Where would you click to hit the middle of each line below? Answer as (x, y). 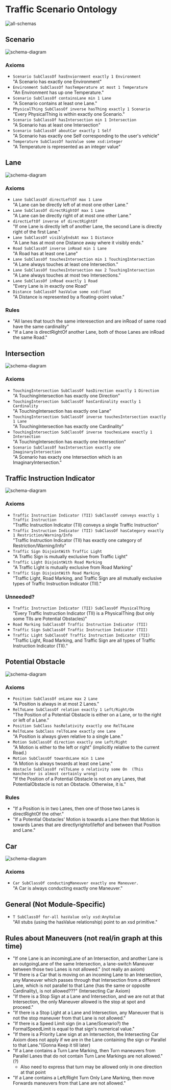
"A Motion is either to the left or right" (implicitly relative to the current (86, 747)
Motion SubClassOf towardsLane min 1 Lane (58, 759)
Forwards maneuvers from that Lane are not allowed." (69, 1083)
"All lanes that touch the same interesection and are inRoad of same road (89, 321)
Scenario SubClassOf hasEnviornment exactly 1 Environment (77, 77)
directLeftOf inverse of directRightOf (55, 221)
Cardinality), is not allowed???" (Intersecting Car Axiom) (71, 991)
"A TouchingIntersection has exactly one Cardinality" (68, 426)
